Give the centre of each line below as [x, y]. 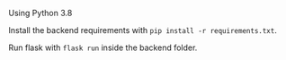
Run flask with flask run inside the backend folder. [103, 47]
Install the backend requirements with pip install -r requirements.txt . [143, 30]
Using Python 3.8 [40, 13]
